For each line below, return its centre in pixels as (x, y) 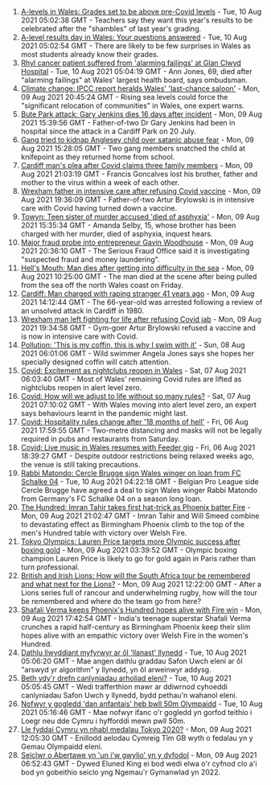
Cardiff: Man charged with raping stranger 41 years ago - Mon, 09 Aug (138, 294)
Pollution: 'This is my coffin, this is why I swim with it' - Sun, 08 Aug (133, 345)
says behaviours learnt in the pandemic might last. (104, 413)
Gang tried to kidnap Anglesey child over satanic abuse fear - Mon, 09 (137, 140)
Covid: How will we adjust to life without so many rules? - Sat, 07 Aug (136, 396)
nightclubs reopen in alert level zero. (81, 388)
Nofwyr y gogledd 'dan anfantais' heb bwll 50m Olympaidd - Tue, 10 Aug (142, 704)
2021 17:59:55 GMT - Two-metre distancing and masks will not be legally (141, 430)
